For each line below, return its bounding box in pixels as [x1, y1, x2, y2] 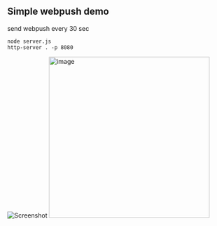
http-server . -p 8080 [7, 44, 73, 51]
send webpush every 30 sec [7, 24, 90, 32]
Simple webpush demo [7, 6, 110, 18]
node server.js [7, 38, 52, 45]
